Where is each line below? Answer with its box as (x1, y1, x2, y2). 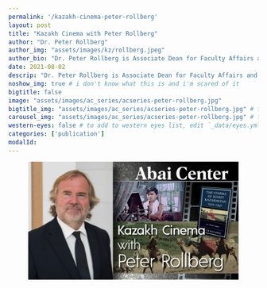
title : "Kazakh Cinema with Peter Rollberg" (8, 29, 158, 37)
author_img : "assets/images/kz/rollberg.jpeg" (8, 46, 165, 55)
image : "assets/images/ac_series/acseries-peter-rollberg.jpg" (8, 96, 222, 105)
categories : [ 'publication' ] (8, 130, 105, 138)
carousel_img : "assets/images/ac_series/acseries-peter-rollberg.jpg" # (8, 113, 254, 121)
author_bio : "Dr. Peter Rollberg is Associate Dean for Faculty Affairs (8, 55, 254, 63)
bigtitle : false (8, 88, 62, 96)
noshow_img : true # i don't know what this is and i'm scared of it (8, 79, 240, 87)
